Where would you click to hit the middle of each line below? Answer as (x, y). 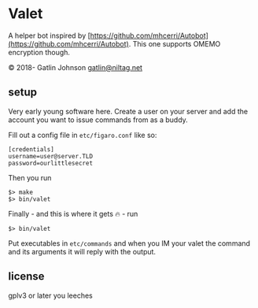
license (26, 276)
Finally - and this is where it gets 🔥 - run (73, 213)
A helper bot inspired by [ (49, 35)
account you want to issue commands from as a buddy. (98, 120)
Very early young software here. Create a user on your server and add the (128, 111)
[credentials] (31, 149)
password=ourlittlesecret (50, 163)
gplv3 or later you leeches (50, 295)
